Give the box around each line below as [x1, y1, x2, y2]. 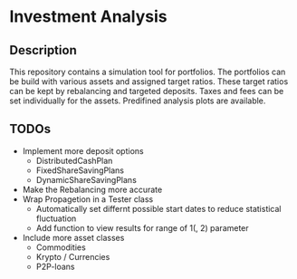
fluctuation [35, 213, 77, 224]
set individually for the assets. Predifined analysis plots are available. [9, 95, 266, 106]
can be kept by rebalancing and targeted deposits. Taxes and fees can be [9, 86, 284, 96]
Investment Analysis [9, 6, 168, 27]
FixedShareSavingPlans [35, 165, 125, 176]
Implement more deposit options [22, 145, 144, 156]
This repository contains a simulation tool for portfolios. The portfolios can [9, 66, 286, 77]
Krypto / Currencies [35, 251, 110, 262]
